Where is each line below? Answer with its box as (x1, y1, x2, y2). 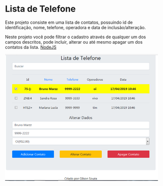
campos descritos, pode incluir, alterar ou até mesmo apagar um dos (5, 39, 143, 45)
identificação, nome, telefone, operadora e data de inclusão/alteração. (5, 24, 146, 30)
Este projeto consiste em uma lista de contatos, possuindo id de (5, 19, 133, 25)
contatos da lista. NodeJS (5, 44, 57, 50)
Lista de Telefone (5, 3, 76, 15)
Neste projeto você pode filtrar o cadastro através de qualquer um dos (5, 34, 147, 40)
